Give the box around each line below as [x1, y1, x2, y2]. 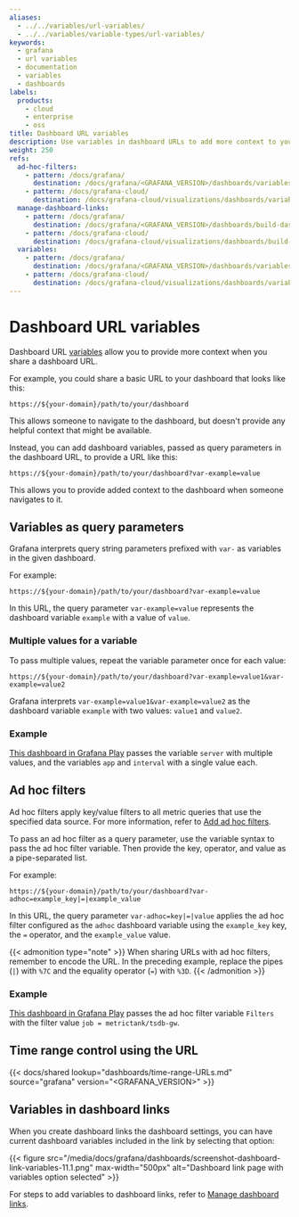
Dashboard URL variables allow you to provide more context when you [9, 346, 268, 357]
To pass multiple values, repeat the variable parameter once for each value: [9, 654, 287, 665]
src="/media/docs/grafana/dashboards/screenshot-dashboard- [46, 1152, 281, 1164]
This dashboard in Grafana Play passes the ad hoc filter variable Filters [9, 1008, 274, 1019]
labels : [9, 87, 38, 96]
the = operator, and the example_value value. [9, 929, 171, 940]
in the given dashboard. [9, 553, 96, 563]
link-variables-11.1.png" [9, 1162, 93, 1172]
